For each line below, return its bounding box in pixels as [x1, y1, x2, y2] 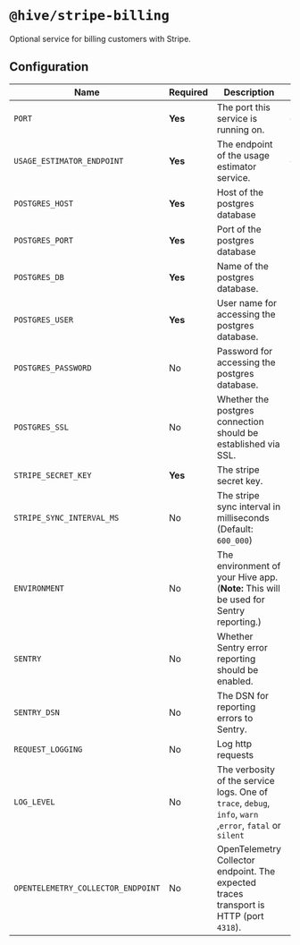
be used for [216, 593, 265, 606]
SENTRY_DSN [13, 707, 60, 718]
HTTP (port [216, 909, 265, 922]
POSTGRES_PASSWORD [13, 362, 92, 373]
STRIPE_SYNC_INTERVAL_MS [13, 513, 120, 523]
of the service [216, 774, 275, 787]
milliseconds [216, 511, 270, 524]
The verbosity [216, 763, 275, 776]
